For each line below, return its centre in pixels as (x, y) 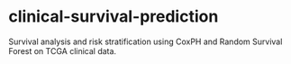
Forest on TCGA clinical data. (63, 50)
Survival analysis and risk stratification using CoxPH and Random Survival (145, 41)
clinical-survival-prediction (114, 17)
